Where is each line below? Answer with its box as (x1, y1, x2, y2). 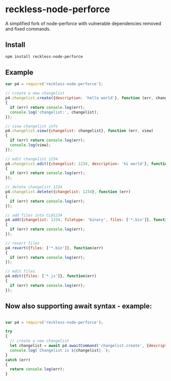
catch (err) (5, 357, 31, 362)
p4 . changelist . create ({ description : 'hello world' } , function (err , (5, 96, 154, 101)
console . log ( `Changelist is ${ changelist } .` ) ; (10, 347, 110, 353)
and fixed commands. (5, 25, 51, 32)
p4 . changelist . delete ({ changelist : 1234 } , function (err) (5, 189, 131, 194)
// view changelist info (5, 124, 58, 129)
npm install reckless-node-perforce (5, 54, 83, 59)
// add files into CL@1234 (5, 213, 63, 218)
